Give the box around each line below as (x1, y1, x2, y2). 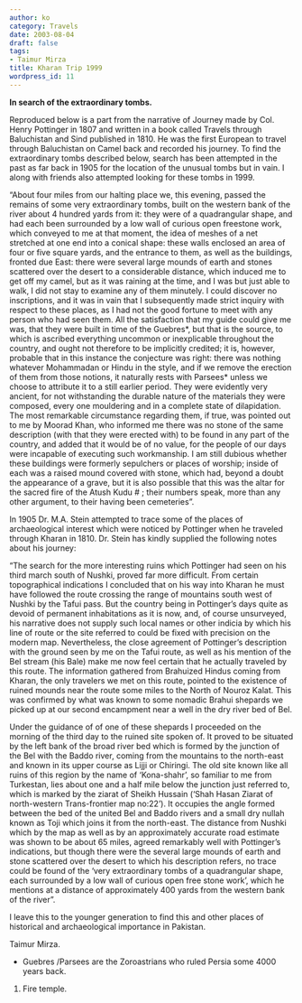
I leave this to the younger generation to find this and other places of (9, 911, 264, 922)
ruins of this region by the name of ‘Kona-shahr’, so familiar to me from (9, 769, 272, 780)
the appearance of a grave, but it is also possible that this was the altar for (9, 477, 286, 488)
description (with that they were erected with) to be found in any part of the (9, 429, 290, 440)
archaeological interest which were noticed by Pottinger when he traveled (9, 523, 284, 534)
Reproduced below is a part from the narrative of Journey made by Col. (9, 114, 275, 125)
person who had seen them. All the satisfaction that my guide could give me (9, 313, 291, 325)
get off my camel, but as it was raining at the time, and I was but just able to (9, 275, 290, 286)
